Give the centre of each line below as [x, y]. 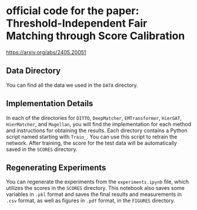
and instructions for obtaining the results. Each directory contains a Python [97, 130]
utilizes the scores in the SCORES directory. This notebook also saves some [96, 188]
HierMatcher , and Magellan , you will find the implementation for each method [99, 124]
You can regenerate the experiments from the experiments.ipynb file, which [98, 182]
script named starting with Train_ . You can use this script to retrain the [92, 136]
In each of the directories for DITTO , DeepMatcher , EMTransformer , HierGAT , [94, 118]
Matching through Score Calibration [96, 36]
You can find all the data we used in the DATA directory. [72, 85]
